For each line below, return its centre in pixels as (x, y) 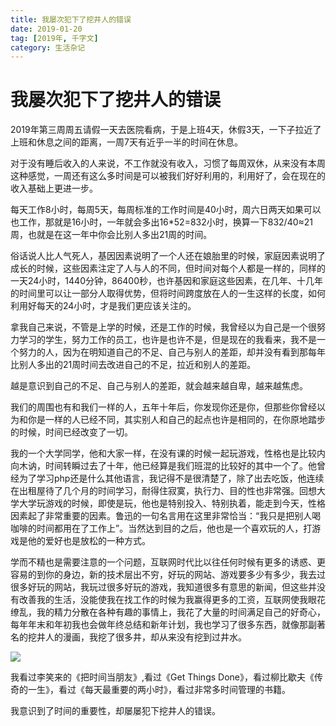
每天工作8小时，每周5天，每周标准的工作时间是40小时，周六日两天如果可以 (166, 210)
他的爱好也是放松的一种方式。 (89, 541)
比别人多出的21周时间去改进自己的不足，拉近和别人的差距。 (133, 365)
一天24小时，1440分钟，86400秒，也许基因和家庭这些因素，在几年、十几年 (167, 281)
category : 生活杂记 (48, 47)
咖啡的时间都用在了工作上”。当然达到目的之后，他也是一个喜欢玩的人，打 (161, 528)
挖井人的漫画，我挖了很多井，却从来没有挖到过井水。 (137, 637)
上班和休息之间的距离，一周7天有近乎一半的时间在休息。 (126, 142)
